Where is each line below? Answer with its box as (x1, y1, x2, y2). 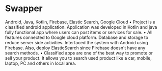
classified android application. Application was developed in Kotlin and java (5, 24, 157, 30)
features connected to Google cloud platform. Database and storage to (5, 35, 149, 40)
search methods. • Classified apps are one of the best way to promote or (5, 50, 153, 56)
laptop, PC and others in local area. (5, 60, 76, 66)
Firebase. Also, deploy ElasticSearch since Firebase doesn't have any (5, 45, 146, 51)
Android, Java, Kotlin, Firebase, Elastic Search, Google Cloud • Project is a (5, 19, 156, 25)
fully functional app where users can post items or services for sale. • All (5, 29, 153, 35)
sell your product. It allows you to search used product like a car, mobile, (5, 55, 152, 61)
